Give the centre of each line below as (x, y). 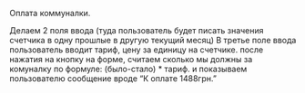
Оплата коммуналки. (50, 13)
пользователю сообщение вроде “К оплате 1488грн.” (113, 79)
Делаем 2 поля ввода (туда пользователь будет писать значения (137, 30)
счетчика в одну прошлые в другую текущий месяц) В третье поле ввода (153, 40)
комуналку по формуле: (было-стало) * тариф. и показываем (128, 69)
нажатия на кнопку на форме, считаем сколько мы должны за (131, 59)
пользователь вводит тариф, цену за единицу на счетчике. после (137, 50)
